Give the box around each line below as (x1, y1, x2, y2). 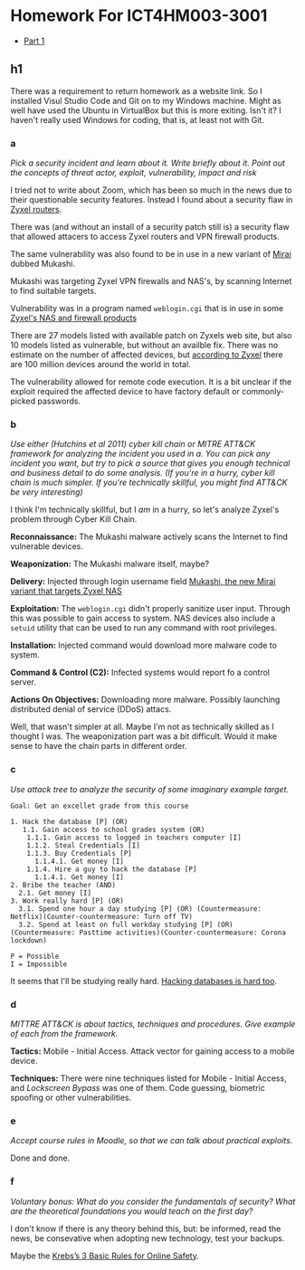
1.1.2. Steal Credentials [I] (26, 840, 141, 850)
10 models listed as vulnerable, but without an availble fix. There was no (10, 340, 279, 351)
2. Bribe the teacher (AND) (10, 880, 117, 889)
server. (10, 677, 37, 687)
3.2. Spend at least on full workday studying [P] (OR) (18, 920, 234, 929)
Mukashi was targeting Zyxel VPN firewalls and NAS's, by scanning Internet (10, 276, 292, 287)
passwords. (37, 395, 81, 407)
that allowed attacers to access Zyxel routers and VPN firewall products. (10, 232, 280, 242)
